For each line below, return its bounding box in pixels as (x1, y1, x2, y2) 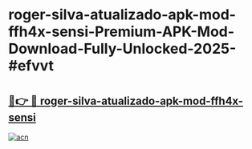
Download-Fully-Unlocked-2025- (8, 40, 237, 58)
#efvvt (8, 57, 55, 75)
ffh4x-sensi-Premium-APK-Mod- (8, 22, 235, 41)
